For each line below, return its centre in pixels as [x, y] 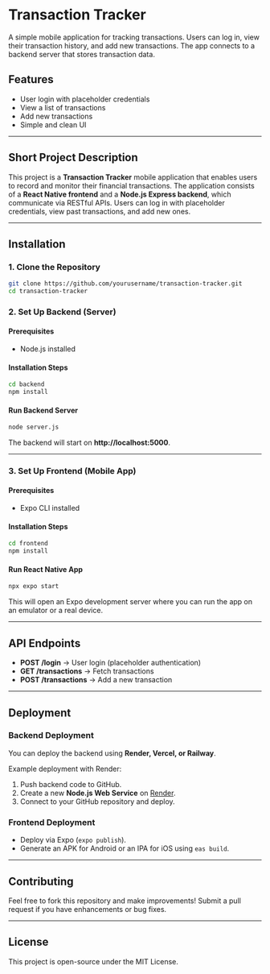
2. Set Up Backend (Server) [62, 312]
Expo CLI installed [50, 508]
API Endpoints [45, 643]
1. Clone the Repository [54, 267]
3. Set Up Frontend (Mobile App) [72, 471]
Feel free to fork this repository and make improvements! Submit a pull [125, 901]
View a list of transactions [63, 107]
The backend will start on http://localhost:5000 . [90, 443]
